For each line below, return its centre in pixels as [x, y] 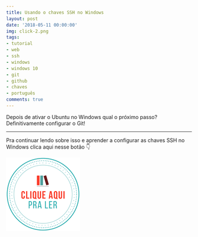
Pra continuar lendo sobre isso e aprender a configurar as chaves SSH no [95, 140]
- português [21, 93]
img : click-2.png [27, 31]
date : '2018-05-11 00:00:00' [42, 25]
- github [17, 81]
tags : [13, 37]
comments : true [25, 100]
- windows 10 [22, 68]
